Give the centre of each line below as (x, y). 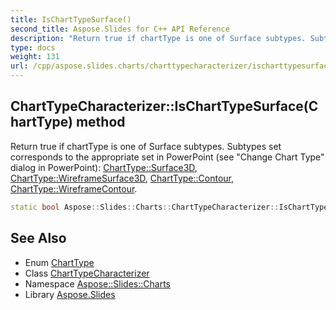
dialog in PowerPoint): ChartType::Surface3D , (104, 167)
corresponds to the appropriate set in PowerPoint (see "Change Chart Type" (167, 157)
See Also (38, 238)
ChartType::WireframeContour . (74, 188)
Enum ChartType (59, 262)
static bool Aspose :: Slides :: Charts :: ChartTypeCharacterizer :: (145, 207)
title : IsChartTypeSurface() (71, 19)
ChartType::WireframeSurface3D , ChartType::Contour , (122, 178)
